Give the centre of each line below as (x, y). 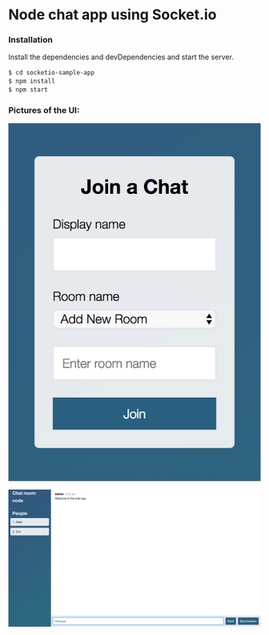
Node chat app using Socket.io (112, 15)
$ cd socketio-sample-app (51, 73)
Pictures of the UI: (44, 111)
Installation (31, 40)
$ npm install (32, 82)
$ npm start (28, 90)
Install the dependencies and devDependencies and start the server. (121, 57)
